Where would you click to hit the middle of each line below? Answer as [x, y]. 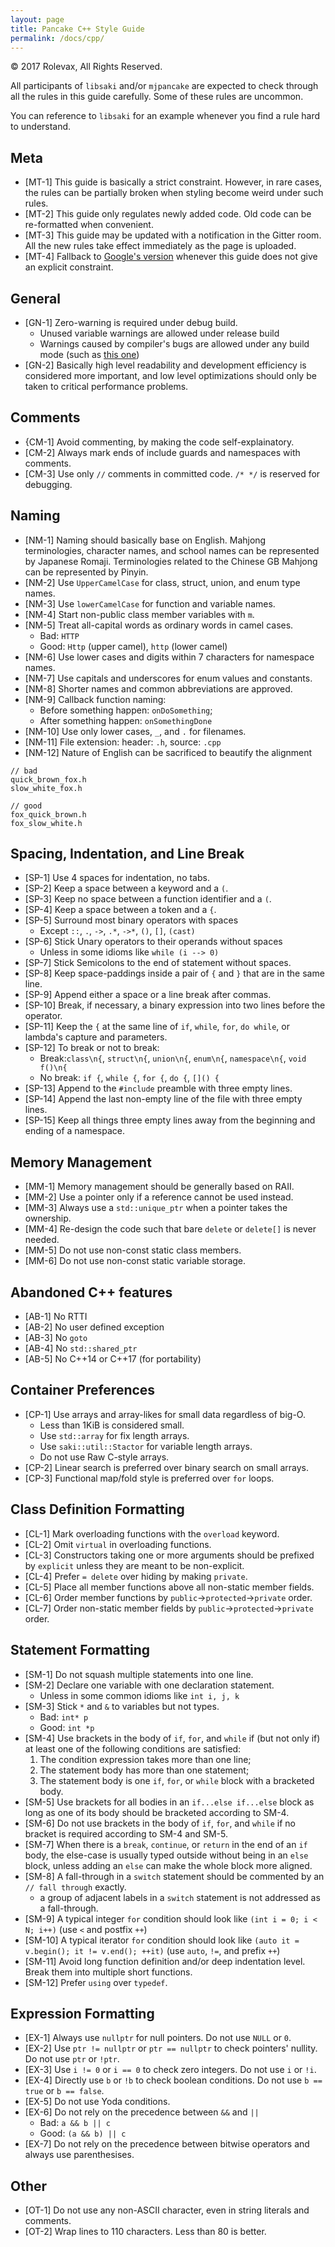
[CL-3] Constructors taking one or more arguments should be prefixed [169, 1555]
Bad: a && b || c [75, 2123]
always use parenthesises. [79, 2155]
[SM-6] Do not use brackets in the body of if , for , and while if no [160, 1823]
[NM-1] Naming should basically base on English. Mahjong [145, 540]
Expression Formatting [82, 2013]
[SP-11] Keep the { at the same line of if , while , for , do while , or [157, 1027]
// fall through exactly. [75, 1887]
